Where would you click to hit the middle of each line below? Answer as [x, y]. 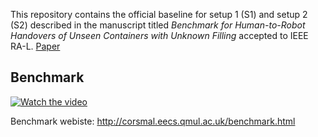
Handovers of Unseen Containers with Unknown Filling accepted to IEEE [159, 35]
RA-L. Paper [35, 46]
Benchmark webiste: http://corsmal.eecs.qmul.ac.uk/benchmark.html [153, 121]
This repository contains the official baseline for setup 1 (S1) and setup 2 [159, 14]
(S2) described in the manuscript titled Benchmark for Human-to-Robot [158, 25]
